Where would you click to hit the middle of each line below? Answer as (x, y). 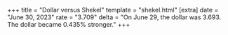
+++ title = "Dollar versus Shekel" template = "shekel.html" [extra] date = (113, 10)
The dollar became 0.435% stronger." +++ (69, 24)
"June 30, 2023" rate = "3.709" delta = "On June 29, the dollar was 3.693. (114, 17)
